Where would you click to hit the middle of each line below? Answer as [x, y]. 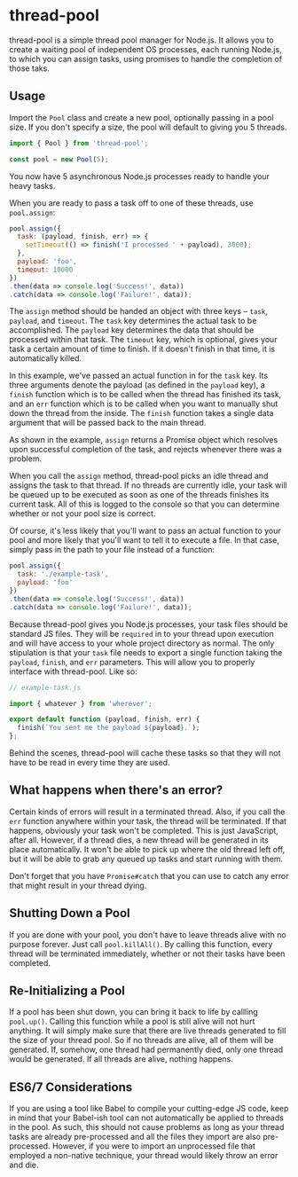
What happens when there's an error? [116, 790]
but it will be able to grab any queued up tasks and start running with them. [146, 859]
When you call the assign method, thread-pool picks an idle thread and [139, 476]
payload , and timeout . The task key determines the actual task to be [133, 321]
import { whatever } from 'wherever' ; [81, 703]
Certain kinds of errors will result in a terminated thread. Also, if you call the [147, 812]
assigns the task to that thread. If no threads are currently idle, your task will [148, 485]
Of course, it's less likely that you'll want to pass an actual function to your [145, 531]
